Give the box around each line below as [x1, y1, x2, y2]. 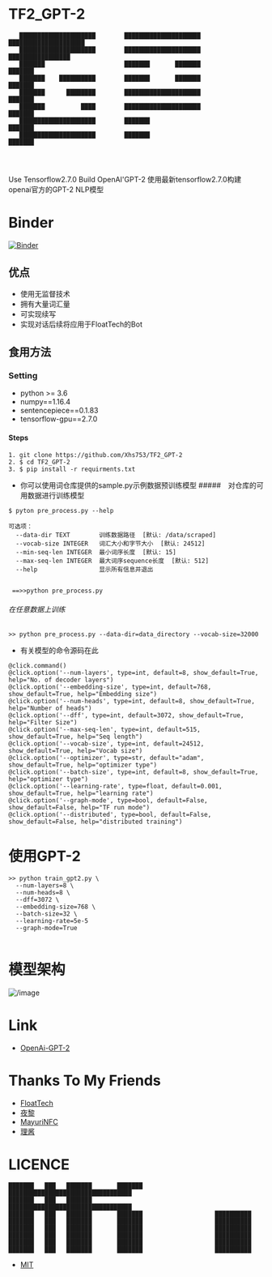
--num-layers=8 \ [15, 881, 74, 890]
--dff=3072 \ [15, 895, 60, 903]
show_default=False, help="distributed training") [8, 818, 183, 826]
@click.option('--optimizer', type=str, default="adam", [8, 754, 205, 762]
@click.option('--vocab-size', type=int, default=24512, [8, 739, 205, 748]
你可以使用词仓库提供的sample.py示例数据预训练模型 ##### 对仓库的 [19, 480, 257, 490]
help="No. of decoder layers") [8, 676, 114, 684]
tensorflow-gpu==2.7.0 [19, 414, 98, 424]
